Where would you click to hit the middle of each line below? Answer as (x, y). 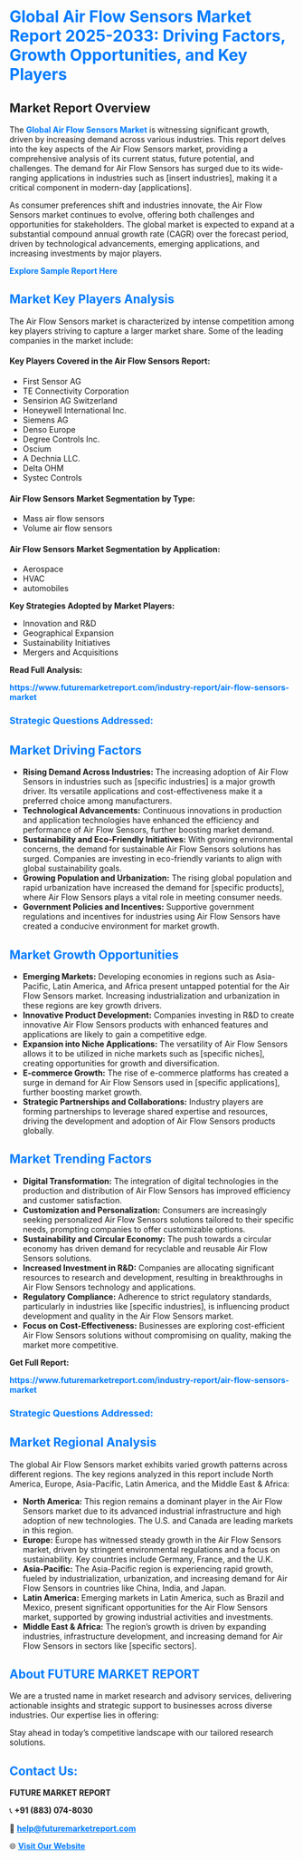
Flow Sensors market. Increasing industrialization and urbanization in (151, 996)
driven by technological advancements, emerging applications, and (135, 243)
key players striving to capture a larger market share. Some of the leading (147, 331)
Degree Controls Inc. (61, 439)
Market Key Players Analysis (92, 300)
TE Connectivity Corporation (76, 391)
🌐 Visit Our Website (47, 1846)
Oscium (37, 449)
